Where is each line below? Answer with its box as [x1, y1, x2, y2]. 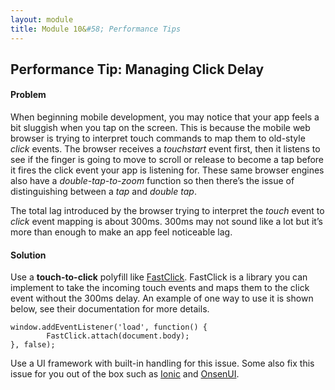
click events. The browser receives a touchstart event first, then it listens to [10, 143, 321, 155]
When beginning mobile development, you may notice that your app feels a [10, 111, 320, 123]
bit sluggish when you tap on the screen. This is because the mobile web [10, 122, 311, 134]
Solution [10, 249, 47, 261]
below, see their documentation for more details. [10, 303, 210, 315]
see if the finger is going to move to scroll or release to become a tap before [10, 154, 324, 166]
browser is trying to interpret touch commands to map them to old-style [10, 132, 306, 145]
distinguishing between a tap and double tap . [10, 186, 197, 198]
